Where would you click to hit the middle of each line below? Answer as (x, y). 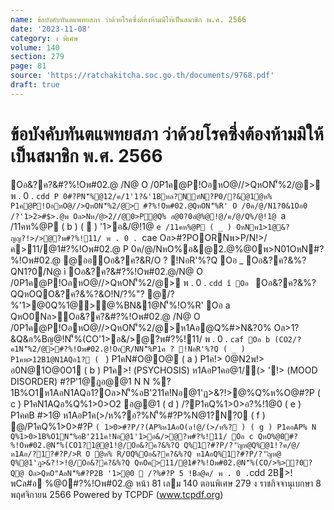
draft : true (35, 85)
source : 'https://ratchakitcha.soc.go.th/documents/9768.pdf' (142, 76)
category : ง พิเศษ (44, 38)
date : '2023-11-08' (51, 29)
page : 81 (28, 66)
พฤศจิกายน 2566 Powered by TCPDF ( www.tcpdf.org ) (117, 494)
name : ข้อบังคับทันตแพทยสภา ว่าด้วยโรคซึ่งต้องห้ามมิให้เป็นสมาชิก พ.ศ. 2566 (128, 19)
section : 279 (37, 57)
